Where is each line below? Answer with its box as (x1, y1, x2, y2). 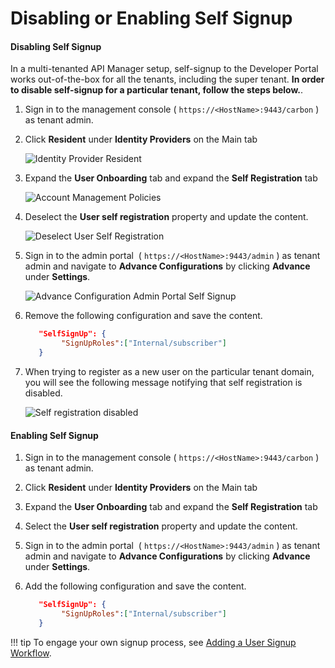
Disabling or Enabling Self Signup (10, 7, 293, 30)
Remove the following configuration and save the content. (24, 310, 263, 322)
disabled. (24, 387, 63, 399)
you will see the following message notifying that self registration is (24, 377, 303, 389)
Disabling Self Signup (10, 40, 102, 52)
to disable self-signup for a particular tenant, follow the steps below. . (10, 84, 304, 96)
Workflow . (10, 647, 52, 659)
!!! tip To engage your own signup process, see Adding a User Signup (10, 636, 297, 648)
